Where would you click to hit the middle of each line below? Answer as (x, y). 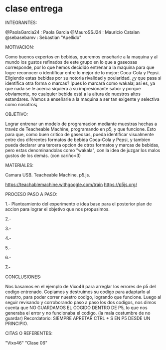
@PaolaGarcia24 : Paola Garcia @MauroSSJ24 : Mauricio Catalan (73, 32)
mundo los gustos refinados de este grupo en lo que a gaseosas (71, 62)
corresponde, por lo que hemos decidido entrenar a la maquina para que (80, 67)
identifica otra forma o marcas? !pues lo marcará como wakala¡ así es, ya (80, 83)
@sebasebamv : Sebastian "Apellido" (43, 37)
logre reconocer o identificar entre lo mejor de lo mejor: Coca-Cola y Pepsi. (83, 72)
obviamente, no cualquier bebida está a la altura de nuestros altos (73, 94)
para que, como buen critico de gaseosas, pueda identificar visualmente (80, 134)
